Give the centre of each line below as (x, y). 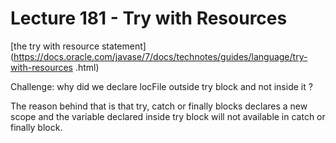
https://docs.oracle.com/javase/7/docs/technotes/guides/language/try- (160, 56)
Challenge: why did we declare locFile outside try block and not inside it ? (161, 86)
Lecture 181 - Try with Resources (149, 18)
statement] (124, 46)
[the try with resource (55, 46)
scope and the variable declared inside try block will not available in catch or (168, 116)
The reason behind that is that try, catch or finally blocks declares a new (159, 106)
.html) (87, 67)
